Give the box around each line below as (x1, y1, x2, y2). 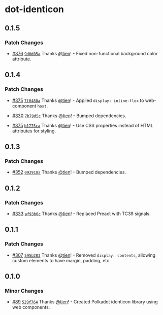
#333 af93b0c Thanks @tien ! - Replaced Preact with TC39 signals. (12, 211, 151, 217)
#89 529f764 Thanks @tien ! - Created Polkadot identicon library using (12, 299, 158, 305)
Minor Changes (5, 287, 44, 294)
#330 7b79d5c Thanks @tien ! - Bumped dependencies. (12, 113, 126, 119)
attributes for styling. (12, 128, 56, 134)
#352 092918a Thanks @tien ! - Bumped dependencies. (12, 169, 126, 176)
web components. (12, 304, 50, 310)
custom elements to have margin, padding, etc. (12, 257, 111, 263)
